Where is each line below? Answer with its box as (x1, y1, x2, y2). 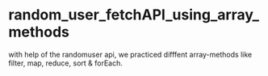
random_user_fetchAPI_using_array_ (8, 6, 260, 24)
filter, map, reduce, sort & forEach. (8, 58, 123, 68)
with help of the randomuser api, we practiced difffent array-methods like (8, 49, 253, 59)
